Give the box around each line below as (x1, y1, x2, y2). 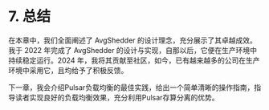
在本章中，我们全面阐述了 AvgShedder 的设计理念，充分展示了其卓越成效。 (8, 35, 257, 45)
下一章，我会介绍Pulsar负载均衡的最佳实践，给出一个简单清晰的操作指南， (8, 82, 255, 92)
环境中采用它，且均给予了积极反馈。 (8, 65, 128, 75)
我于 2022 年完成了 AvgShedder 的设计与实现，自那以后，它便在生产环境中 (8, 45, 258, 55)
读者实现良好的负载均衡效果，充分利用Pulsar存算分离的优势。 (14, 92, 219, 102)
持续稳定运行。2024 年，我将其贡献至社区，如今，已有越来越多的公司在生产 (8, 55, 260, 65)
